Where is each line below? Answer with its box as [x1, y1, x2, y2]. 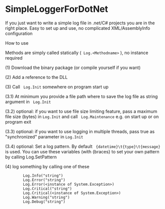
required [5, 55, 23, 61]
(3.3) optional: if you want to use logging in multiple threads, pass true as [5, 128, 155, 135]
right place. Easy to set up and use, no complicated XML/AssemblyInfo [5, 25, 151, 31]
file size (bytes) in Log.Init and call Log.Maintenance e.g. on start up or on [5, 113, 159, 120]
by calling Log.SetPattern [5, 154, 57, 160]
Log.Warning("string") [23, 195, 70, 200]
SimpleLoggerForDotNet [5, 3, 108, 15]
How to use [5, 40, 29, 46]
